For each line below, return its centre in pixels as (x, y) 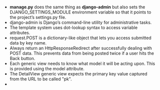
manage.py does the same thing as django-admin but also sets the (77, 7)
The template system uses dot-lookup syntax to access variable (73, 28)
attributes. (20, 33)
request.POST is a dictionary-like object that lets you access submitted (80, 38)
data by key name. (28, 43)
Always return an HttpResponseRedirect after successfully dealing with (81, 48)
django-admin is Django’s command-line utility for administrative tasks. (80, 22)
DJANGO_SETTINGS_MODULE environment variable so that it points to (80, 12)
